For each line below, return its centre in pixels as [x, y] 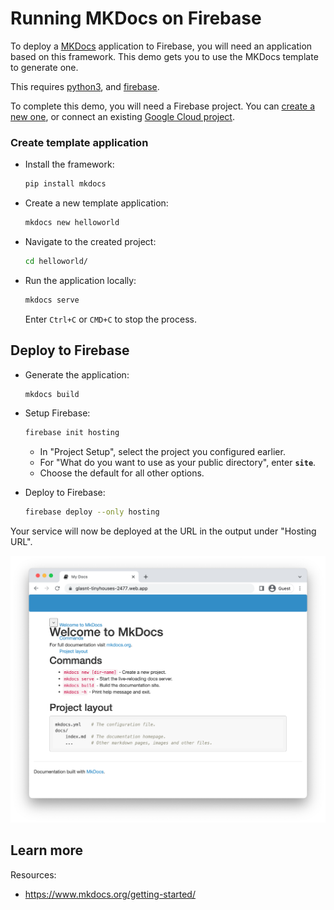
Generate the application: [77, 374]
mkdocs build [52, 394]
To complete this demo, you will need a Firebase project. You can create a [163, 106]
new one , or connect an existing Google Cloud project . [122, 116]
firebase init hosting [72, 433]
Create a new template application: [96, 203]
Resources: [33, 874]
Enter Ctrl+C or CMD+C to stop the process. [110, 319]
